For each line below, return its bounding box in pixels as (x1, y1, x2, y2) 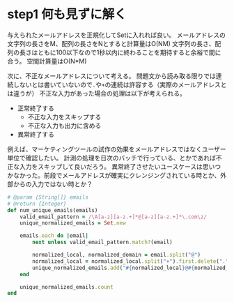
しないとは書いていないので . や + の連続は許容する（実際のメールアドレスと (13, 80, 227, 89)
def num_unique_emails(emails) (7, 206, 98, 213)
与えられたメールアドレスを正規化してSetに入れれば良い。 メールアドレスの (7, 31, 226, 39)
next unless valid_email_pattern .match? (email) (32, 239, 173, 246)
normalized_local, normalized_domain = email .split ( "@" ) (32, 252, 201, 259)
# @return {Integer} (7, 200, 68, 207)
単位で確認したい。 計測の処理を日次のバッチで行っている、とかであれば (7, 153, 217, 162)
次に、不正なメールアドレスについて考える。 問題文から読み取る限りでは (7, 71, 216, 80)
